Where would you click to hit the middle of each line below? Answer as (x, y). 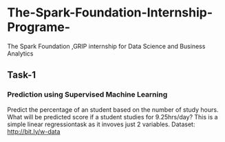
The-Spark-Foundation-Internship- (110, 13)
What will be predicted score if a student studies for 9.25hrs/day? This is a (112, 117)
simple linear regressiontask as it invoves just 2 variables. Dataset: (101, 124)
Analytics (20, 54)
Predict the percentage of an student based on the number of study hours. (113, 109)
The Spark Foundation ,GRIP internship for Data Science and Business (106, 46)
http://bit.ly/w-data (34, 131)
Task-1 (22, 75)
